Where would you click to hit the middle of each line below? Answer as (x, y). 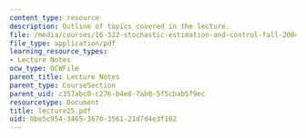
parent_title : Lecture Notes (65, 77)
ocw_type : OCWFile (44, 69)
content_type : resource (55, 18)
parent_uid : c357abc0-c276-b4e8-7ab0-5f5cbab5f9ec (107, 94)
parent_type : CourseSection (63, 85)
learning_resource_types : (58, 52)
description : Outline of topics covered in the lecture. (120, 26)
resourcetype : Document (55, 102)
